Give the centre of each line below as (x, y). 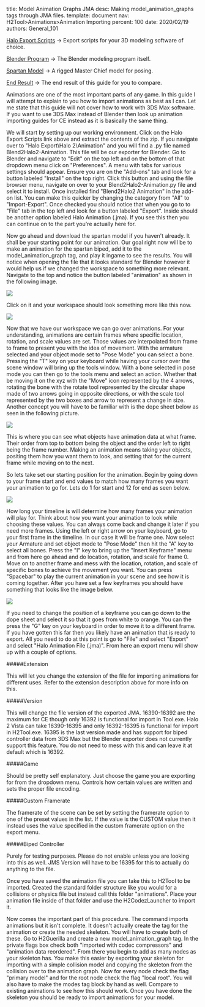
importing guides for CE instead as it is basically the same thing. (87, 120)
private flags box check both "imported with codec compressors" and (94, 945)
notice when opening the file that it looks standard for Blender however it (98, 262)
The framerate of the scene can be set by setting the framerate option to (98, 813)
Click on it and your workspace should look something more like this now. (99, 305)
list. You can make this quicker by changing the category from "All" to (102, 198)
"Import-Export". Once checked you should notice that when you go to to (99, 204)
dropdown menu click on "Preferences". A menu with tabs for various (94, 165)
